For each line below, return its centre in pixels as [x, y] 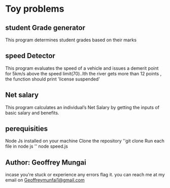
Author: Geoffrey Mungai [46, 162]
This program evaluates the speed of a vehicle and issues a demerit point [82, 68]
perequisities [27, 129]
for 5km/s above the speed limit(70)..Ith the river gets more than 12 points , [83, 73]
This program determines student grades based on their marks [71, 40]
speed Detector [30, 56]
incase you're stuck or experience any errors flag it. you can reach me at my [85, 175]
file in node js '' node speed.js [37, 146]
